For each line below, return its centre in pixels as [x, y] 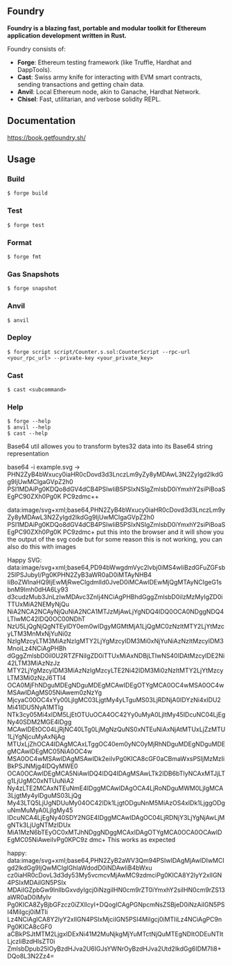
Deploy [19, 337]
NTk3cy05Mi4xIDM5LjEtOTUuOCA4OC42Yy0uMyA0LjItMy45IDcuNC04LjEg [116, 715]
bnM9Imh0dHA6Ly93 [38, 590]
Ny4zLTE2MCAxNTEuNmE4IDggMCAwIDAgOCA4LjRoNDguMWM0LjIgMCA [115, 788]
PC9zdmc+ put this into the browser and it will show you [143, 532]
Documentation [42, 121]
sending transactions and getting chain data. [81, 84]
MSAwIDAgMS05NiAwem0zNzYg [55, 692]
